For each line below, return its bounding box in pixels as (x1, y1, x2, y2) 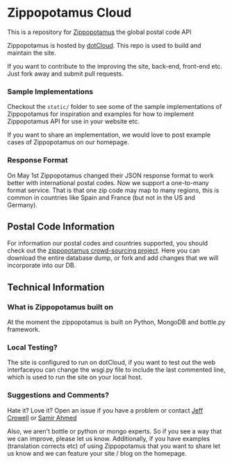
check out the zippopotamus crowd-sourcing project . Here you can (7, 246, 200, 255)
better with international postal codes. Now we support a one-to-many (7, 178, 210, 187)
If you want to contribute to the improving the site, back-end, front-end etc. (7, 62, 223, 70)
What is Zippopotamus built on (7, 302, 113, 311)
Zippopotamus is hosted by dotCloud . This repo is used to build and (7, 41, 201, 49)
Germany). (7, 200, 38, 209)
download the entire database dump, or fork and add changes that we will (7, 254, 219, 262)
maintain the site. (7, 49, 57, 57)
